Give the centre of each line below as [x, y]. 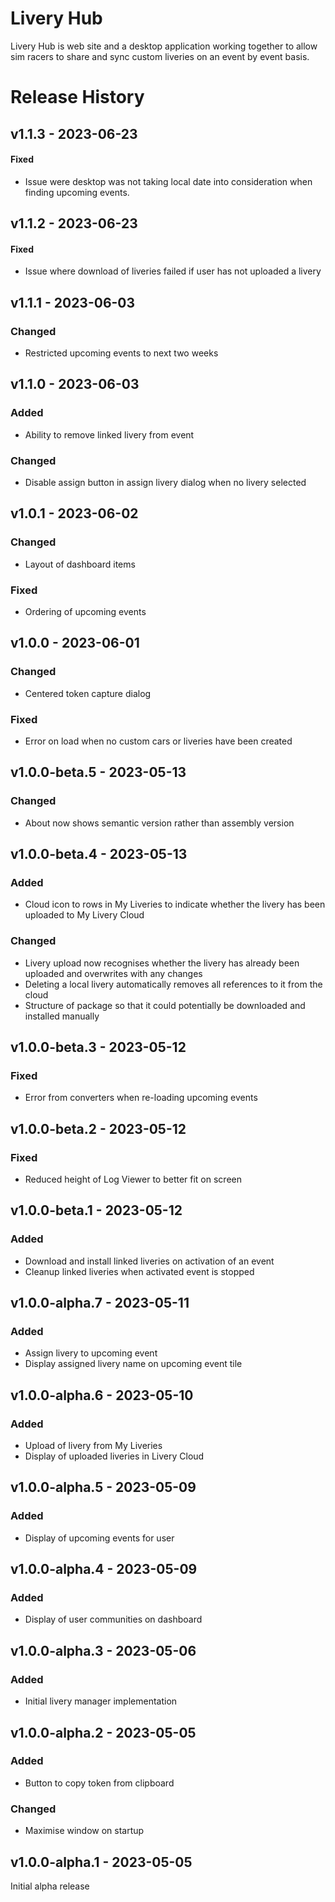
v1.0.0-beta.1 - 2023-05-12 [96, 1210]
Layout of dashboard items [80, 564]
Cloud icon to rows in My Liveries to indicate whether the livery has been [175, 904]
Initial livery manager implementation [101, 1701]
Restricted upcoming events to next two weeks [121, 353]
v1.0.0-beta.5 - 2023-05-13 [98, 772]
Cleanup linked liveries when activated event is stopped [139, 1271]
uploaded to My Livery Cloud [84, 915]
